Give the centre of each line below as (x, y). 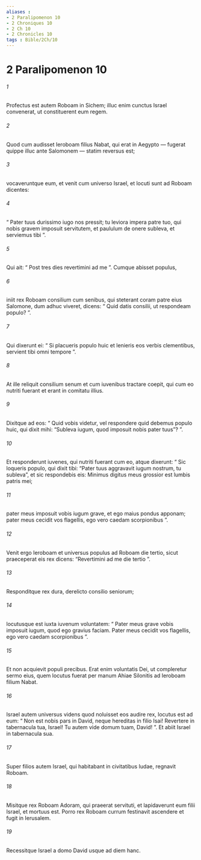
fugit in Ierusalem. (29, 818)
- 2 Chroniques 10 (29, 23)
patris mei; (20, 481)
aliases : (19, 12)
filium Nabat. (22, 682)
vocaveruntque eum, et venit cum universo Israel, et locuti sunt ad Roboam (99, 183)
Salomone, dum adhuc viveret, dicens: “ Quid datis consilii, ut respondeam (99, 306)
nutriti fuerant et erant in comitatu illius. (55, 390)
